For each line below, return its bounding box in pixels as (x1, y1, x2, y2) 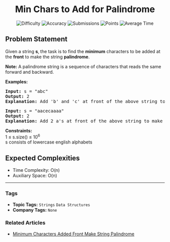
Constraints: (5, 127, 32, 133)
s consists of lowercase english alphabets (5, 139, 93, 145)
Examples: (5, 78, 28, 84)
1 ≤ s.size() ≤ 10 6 (5, 133, 40, 140)
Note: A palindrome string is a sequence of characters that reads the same (5, 63, 161, 69)
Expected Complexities (5, 154, 80, 162)
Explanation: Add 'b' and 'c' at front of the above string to (5, 99, 165, 104)
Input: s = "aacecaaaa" (5, 108, 64, 114)
